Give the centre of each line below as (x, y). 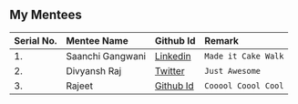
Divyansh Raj (94, 70)
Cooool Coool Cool (244, 85)
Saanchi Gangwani (106, 56)
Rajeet (80, 86)
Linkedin (173, 56)
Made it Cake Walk (244, 56)
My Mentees (46, 15)
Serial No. (36, 40)
